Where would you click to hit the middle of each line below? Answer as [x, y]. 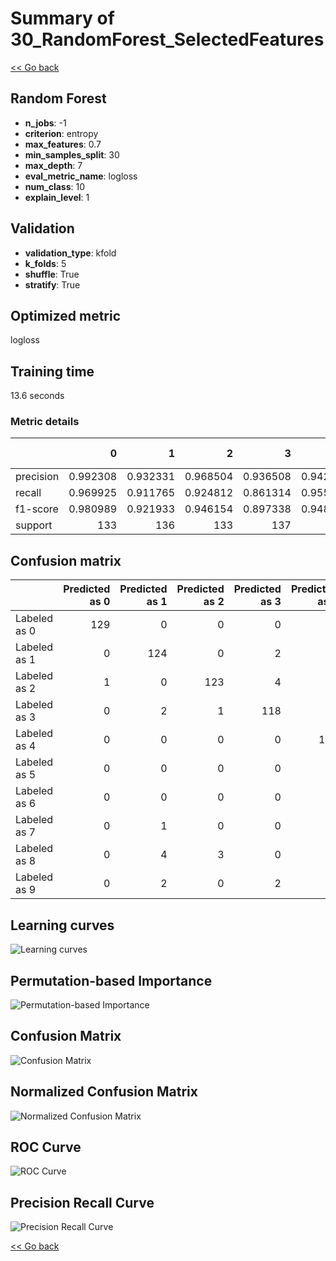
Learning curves [62, 925]
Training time [52, 371]
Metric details [45, 422]
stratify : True [52, 284]
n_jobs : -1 [45, 123]
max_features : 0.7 [63, 144]
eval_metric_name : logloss [81, 176]
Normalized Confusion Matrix [104, 1092]
